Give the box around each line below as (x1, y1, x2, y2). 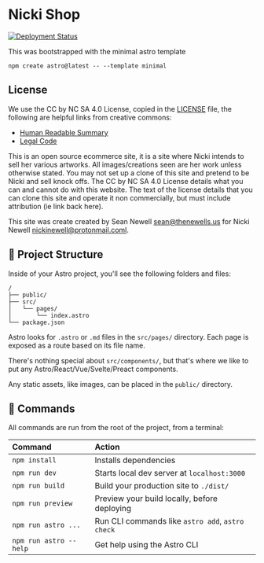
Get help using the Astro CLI (94, 539, 199, 550)
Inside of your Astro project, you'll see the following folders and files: (8, 269, 232, 278)
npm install (12, 456, 57, 465)
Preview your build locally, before (94, 493, 218, 504)
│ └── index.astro (8, 311, 90, 319)
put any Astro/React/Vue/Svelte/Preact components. (8, 364, 178, 373)
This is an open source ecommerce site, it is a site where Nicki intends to (8, 151, 245, 160)
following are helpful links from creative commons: (8, 112, 172, 122)
